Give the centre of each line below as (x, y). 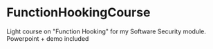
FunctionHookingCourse (78, 13)
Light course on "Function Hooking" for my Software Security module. (106, 31)
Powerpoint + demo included (48, 38)
